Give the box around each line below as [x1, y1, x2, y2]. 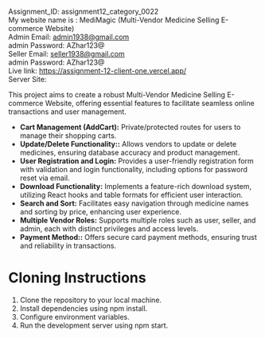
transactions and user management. [8, 107, 127, 116]
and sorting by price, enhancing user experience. [19, 207, 181, 216]
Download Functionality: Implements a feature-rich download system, [19, 182, 252, 191]
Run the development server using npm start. [19, 320, 169, 330]
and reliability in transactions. [19, 241, 117, 250]
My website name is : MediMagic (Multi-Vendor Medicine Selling [8, 15, 220, 25]
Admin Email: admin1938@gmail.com [8, 32, 130, 41]
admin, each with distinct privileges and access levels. [19, 224, 199, 234]
